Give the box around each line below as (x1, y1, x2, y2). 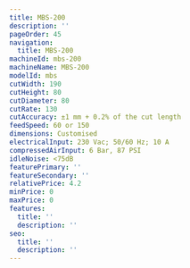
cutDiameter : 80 (9, 96, 70, 105)
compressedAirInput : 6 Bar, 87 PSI (9, 146, 142, 155)
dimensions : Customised (9, 130, 98, 138)
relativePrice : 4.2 (9, 180, 82, 188)
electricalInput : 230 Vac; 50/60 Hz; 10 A (9, 138, 169, 147)
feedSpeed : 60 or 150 (9, 121, 90, 130)
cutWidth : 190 (9, 80, 62, 88)
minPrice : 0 (9, 188, 54, 197)
